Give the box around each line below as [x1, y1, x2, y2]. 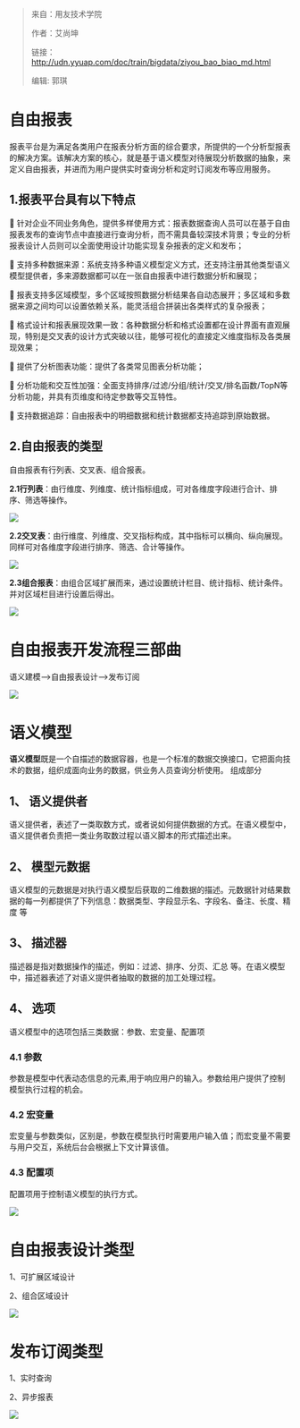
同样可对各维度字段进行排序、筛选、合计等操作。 [9, 541, 189, 552]
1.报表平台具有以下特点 [9, 192, 137, 208]
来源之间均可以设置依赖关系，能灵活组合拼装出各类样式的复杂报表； [16, 300, 268, 311]
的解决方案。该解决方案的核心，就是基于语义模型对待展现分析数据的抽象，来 [9, 152, 291, 163]
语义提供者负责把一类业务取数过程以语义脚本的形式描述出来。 [9, 830, 237, 841]
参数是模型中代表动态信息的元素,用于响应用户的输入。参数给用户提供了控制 [9, 1073, 286, 1084]
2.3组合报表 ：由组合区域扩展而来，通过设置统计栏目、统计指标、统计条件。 [9, 577, 288, 588]
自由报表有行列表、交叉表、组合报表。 [9, 464, 150, 475]
